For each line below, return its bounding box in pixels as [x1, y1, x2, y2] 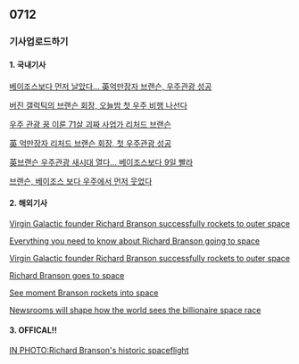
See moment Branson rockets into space [9, 287, 159, 298]
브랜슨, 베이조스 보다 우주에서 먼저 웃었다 [9, 176, 153, 186]
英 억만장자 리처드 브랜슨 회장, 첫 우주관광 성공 [9, 137, 172, 148]
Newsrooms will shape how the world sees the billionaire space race [9, 304, 262, 315]
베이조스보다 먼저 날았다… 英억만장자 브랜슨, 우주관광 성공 [9, 80, 212, 92]
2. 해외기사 [9, 198, 47, 209]
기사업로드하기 [9, 36, 69, 48]
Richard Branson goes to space [9, 269, 125, 280]
